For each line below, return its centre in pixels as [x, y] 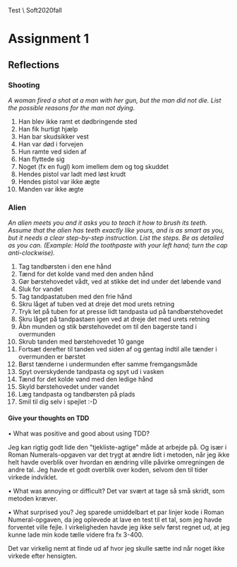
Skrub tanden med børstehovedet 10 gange [81, 341]
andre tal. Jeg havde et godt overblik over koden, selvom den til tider [108, 470]
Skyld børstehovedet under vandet [68, 387]
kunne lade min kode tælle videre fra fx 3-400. [76, 535]
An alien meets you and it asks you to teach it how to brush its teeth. [108, 223]
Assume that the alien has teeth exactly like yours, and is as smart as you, [116, 230]
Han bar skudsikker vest [53, 136]
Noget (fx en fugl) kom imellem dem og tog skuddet [93, 166]
